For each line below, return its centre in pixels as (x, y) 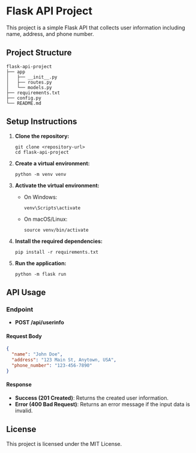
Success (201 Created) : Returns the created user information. (92, 398)
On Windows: (40, 197)
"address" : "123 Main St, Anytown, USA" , (64, 360)
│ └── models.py (29, 87)
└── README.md (24, 103)
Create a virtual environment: (52, 163)
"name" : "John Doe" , (37, 354)
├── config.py (24, 98)
